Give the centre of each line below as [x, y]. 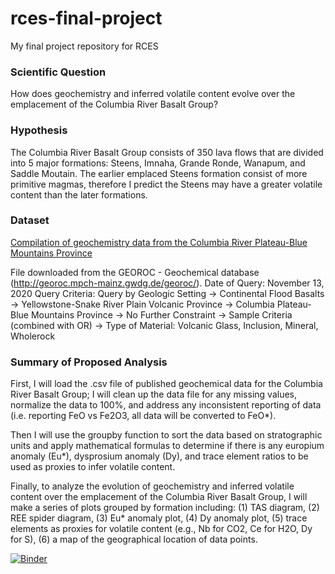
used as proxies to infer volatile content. [93, 467]
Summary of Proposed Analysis [89, 362]
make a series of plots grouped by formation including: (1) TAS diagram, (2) [165, 508]
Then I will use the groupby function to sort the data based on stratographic [166, 435]
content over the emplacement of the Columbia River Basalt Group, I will [159, 497]
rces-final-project [86, 18]
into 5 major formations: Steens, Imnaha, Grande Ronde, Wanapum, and [158, 163]
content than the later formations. [79, 194]
